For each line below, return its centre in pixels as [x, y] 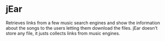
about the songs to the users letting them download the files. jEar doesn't [82, 28]
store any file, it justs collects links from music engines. [63, 33]
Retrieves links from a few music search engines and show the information [83, 23]
